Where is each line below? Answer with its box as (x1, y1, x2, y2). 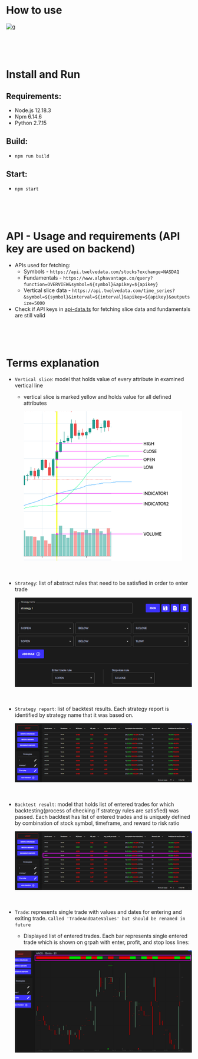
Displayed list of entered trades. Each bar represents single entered (23, 933, 187, 940)
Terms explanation (6, 356, 100, 369)
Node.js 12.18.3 (14, 107, 51, 114)
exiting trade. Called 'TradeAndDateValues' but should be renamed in (14, 915, 186, 922)
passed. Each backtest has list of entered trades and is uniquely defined (14, 813, 190, 820)
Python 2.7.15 (14, 119, 47, 126)
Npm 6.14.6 (14, 113, 42, 120)
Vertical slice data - (23, 287, 71, 294)
